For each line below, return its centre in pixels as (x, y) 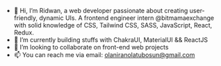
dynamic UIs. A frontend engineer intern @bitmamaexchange (126, 18)
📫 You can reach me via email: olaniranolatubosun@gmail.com (104, 55)
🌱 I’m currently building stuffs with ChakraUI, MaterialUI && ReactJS (111, 40)
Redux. (24, 32)
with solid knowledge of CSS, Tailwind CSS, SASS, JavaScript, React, (113, 25)
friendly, (26, 18)
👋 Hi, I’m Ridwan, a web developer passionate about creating (101, 11)
